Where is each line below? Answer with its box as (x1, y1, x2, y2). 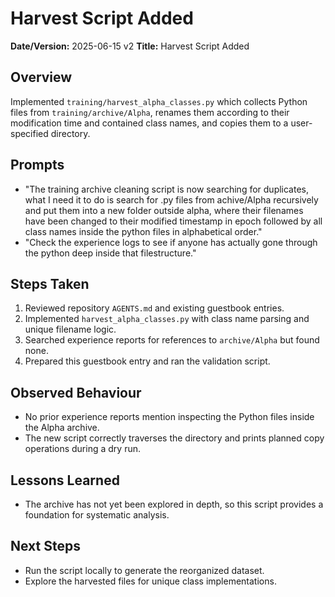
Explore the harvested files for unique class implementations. (24, 575, 277, 587)
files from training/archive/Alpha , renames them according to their (10, 106, 290, 118)
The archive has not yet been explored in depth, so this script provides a (24, 498, 324, 510)
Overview (10, 69, 73, 86)
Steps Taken (10, 275, 90, 292)
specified (10, 127, 49, 139)
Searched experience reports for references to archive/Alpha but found (24, 334, 320, 346)
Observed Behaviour (10, 384, 142, 401)
